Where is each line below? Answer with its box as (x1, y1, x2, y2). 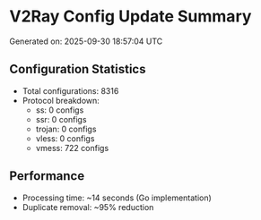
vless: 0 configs (35, 132, 95, 144)
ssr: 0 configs (35, 114, 87, 124)
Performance (9, 168, 85, 184)
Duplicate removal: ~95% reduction (22, 201, 154, 212)
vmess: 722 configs (35, 142, 109, 153)
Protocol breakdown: (22, 95, 100, 106)
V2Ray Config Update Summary (9, 6, 252, 27)
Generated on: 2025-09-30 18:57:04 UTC (9, 36, 163, 47)
